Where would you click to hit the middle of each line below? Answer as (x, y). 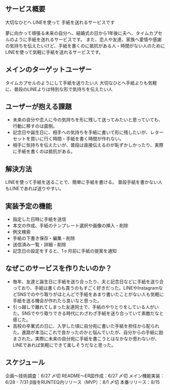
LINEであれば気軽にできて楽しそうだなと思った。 (64, 345)
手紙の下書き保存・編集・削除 (44, 238)
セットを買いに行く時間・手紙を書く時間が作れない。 (68, 139)
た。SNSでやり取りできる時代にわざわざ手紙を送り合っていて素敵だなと (88, 313)
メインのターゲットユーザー (49, 70)
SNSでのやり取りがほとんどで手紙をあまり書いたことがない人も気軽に (90, 294)
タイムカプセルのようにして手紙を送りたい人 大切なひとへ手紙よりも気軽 (81, 83)
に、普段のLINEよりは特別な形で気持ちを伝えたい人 (59, 89)
